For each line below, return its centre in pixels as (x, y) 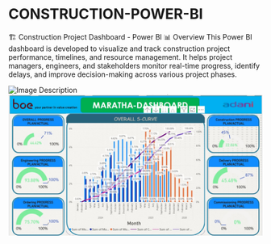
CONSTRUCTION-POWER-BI (106, 14)
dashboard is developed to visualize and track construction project (119, 48)
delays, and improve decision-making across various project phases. (123, 74)
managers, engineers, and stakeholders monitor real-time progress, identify (134, 65)
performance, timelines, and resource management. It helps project (121, 57)
